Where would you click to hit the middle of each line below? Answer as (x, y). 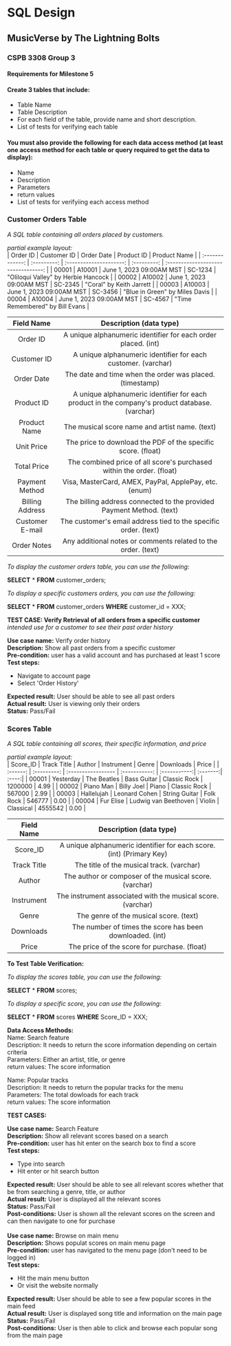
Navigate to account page (54, 676)
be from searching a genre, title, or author (66, 1192)
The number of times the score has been (137, 927)
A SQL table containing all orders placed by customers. (86, 234)
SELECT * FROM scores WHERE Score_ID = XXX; (77, 1017)
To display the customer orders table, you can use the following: (98, 566)
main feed (21, 1306)
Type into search (41, 1164)
